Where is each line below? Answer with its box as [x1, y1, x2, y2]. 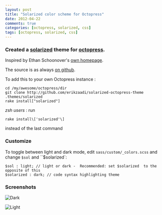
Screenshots [5, 184, 36, 190]
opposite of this [5, 168, 41, 173]
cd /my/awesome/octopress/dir [5, 86, 67, 91]
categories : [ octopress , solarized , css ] [5, 26, 91, 30]
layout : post [5, 7, 32, 12]
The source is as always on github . [5, 67, 76, 73]
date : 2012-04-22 [5, 16, 41, 21]
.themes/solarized [5, 94, 43, 100]
